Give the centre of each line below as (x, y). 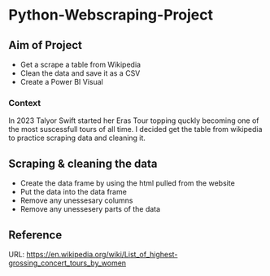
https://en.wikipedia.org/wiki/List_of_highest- (102, 254)
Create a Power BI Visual (61, 82)
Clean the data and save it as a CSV (80, 73)
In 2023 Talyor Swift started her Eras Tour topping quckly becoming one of (134, 120)
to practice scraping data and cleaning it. (77, 138)
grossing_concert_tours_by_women (67, 263)
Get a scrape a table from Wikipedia (80, 64)
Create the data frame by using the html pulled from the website (128, 183)
